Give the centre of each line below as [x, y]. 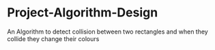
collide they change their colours [53, 38]
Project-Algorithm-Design [83, 13]
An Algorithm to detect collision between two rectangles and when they [107, 32]
